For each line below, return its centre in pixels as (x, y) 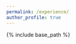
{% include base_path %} (38, 34)
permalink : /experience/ (38, 12)
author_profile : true (34, 17)
